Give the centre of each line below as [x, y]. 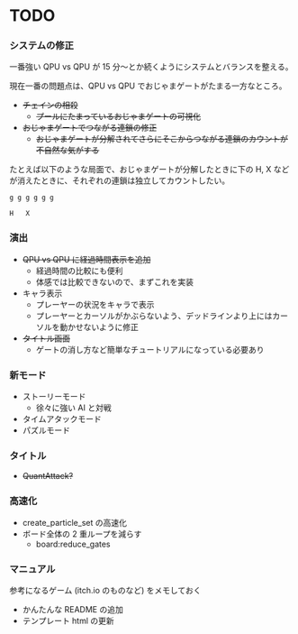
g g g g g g [32, 198]
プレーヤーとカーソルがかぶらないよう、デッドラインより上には [154, 316]
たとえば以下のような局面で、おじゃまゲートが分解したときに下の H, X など [149, 170]
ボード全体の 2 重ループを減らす [82, 534]
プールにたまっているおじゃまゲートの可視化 [118, 116]
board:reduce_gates [73, 544]
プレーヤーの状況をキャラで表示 [95, 304]
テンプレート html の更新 [68, 620]
